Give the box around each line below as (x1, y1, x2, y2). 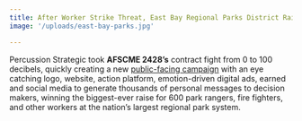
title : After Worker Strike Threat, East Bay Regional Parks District (9, 13, 280, 22)
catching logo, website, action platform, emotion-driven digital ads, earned (9, 73, 286, 83)
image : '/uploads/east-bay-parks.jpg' (9, 22, 155, 30)
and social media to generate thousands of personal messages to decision (9, 82, 286, 93)
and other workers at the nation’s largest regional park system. (9, 101, 241, 112)
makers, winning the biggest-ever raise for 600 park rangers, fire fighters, (9, 91, 283, 103)
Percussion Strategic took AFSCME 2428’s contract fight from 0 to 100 (9, 54, 272, 65)
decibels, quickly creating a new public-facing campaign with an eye (9, 64, 264, 74)
